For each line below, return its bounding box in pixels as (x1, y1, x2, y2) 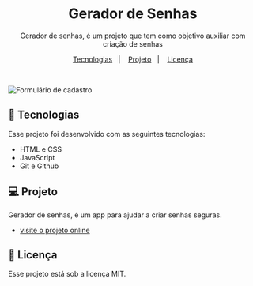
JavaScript (19, 152, 55, 162)
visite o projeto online (19, 225, 90, 235)
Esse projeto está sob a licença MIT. (8, 269, 126, 279)
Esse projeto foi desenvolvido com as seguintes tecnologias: (8, 129, 206, 138)
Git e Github (19, 161, 59, 171)
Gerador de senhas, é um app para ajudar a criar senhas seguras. (8, 210, 223, 220)
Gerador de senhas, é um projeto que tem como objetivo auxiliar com (20, 31, 246, 40)
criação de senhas (102, 39, 164, 48)
